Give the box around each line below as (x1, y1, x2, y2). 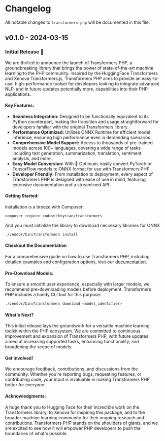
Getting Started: (5, 193, 39, 199)
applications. (5, 91, 31, 97)
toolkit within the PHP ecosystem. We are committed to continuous (5, 328, 140, 334)
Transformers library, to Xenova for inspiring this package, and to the (5, 409, 145, 415)
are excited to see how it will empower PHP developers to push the (5, 425, 141, 431)
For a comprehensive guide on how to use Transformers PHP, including (5, 253, 150, 259)
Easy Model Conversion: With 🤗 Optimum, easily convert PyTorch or (12, 160, 152, 166)
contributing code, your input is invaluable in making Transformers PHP (5, 376, 150, 383)
